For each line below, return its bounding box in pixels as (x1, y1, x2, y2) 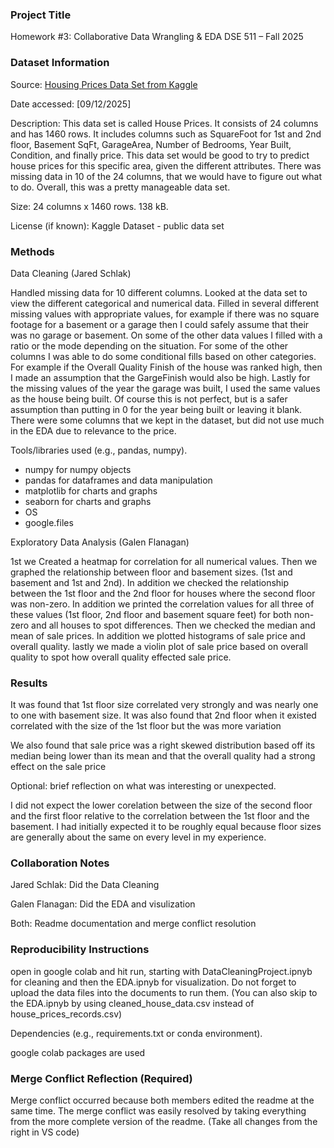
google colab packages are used (10, 1046, 146, 1058)
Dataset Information (10, 56, 110, 70)
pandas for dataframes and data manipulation (24, 474, 213, 486)
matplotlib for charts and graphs (24, 484, 158, 497)
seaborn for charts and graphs (24, 495, 152, 507)
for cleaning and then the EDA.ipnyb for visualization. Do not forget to (10, 976, 297, 988)
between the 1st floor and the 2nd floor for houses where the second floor (10, 587, 316, 599)
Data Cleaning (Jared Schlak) (10, 267, 132, 279)
